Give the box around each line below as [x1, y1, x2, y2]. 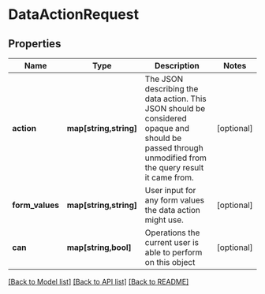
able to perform [144, 247, 203, 258]
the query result [144, 162, 204, 173]
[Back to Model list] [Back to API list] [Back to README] [8, 277, 189, 286]
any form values [144, 195, 205, 206]
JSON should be [144, 103, 206, 114]
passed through [144, 143, 203, 153]
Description [155, 61, 200, 71]
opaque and [144, 123, 189, 133]
